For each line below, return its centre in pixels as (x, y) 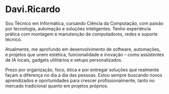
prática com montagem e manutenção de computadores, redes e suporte (81, 34)
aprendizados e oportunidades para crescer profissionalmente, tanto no (80, 80)
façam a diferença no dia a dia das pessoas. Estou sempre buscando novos (84, 75)
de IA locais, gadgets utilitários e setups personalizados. (64, 60)
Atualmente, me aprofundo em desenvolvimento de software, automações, (83, 49)
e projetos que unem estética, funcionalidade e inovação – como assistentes (85, 55)
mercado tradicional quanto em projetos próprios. (57, 86)
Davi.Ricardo (33, 9)
